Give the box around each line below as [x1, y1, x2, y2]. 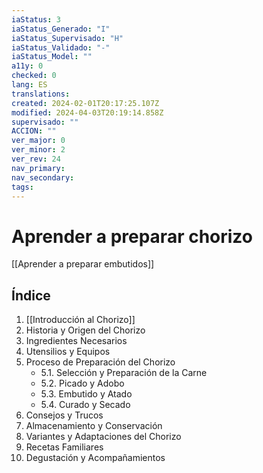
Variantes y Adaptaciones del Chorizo [25, 431, 182, 443]
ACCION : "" [11, 126, 57, 136]
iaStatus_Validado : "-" [11, 42, 111, 53]
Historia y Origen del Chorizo [25, 324, 146, 336]
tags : [11, 182, 34, 192]
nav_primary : [11, 163, 66, 173]
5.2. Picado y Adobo [40, 377, 125, 390]
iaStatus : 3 [11, 14, 61, 25]
